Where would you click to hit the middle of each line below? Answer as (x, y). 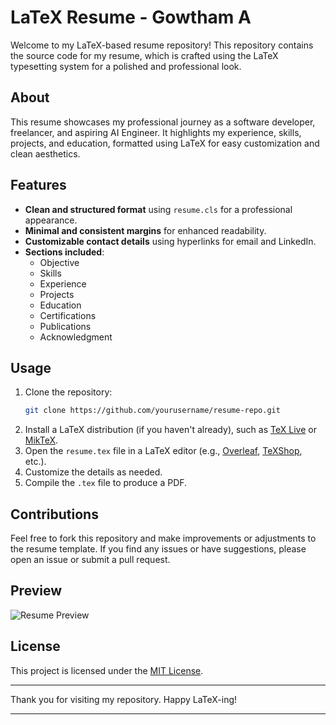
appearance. (51, 220)
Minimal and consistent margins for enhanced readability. (145, 230)
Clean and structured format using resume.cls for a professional (158, 209)
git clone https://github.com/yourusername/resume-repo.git (152, 411)
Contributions (54, 514)
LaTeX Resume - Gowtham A (131, 17)
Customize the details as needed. (93, 472)
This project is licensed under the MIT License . (107, 670)
